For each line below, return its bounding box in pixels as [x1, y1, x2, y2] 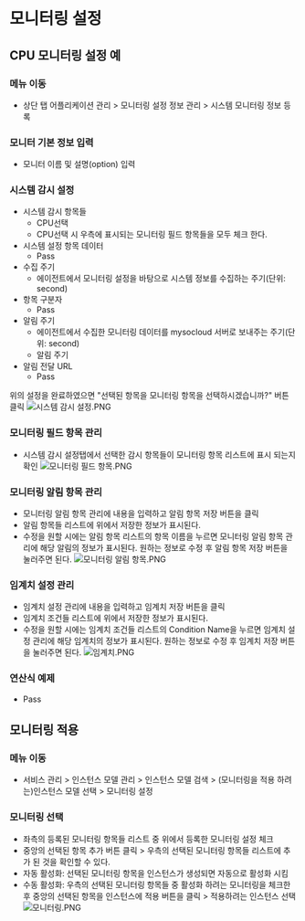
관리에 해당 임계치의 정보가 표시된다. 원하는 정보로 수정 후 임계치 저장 [32, 636, 279, 647]
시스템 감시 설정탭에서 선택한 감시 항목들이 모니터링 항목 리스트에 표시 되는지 [22, 449, 297, 460]
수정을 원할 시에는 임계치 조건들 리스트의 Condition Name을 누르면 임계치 [22, 624, 286, 635]
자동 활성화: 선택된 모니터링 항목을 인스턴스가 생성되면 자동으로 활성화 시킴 [22, 867, 289, 878]
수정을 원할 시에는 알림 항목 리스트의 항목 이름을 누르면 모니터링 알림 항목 [22, 531, 284, 542]
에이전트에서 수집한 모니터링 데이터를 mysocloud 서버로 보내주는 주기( [36, 326, 289, 338]
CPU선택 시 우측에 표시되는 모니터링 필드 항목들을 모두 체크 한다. [36, 229, 268, 240]
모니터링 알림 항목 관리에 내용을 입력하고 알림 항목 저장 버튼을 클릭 [22, 508, 259, 519]
